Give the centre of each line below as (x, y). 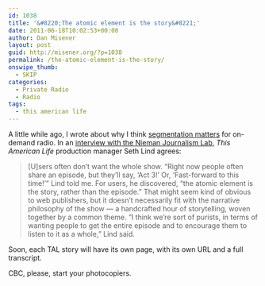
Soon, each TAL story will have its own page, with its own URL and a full (126, 249)
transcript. (25, 258)
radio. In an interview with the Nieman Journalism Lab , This (134, 143)
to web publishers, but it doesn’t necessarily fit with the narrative (134, 200)
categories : (28, 82)
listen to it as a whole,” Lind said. (81, 234)
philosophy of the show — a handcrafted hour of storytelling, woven (139, 209)
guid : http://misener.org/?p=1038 (65, 52)
